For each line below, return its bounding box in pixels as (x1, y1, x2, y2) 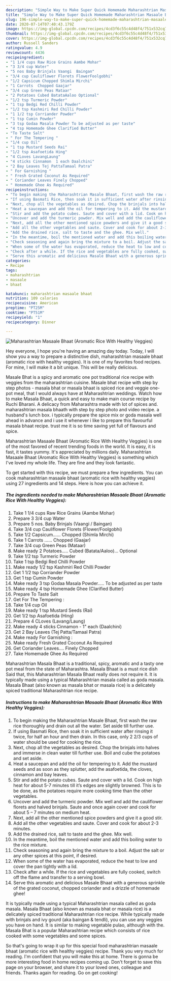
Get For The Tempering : (13, 597, 65, 603)
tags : (6, 268, 17, 273)
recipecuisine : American (6, 301, 58, 306)
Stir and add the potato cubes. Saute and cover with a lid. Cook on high (13, 777, 163, 783)
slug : (6, 17, 17, 22)
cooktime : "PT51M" (6, 310, 45, 315)
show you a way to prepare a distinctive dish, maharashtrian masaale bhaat (6, 353, 163, 359)
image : (6, 26, 20, 32)
